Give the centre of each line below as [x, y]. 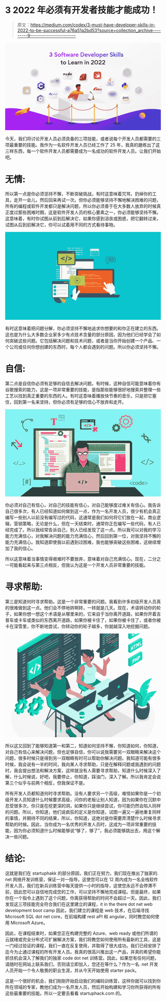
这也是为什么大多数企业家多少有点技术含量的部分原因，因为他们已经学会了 [81, 334]
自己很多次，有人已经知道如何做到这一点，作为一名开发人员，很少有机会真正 [83, 511]
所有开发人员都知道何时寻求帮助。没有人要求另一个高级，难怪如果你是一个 [81, 793]
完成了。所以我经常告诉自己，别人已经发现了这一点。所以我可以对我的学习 [85, 530]
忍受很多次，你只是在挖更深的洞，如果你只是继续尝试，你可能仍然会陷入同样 [83, 805]
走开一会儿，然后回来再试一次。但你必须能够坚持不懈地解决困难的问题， [87, 200]
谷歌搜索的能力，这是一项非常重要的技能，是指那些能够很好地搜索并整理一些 [83, 390]
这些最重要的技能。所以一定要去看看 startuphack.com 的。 [65, 993]
